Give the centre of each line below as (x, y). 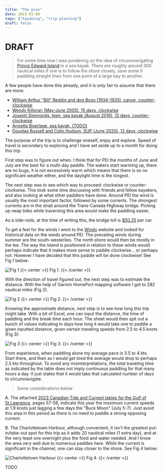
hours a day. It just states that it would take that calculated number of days (80, 374)
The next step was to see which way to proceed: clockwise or (67, 185)
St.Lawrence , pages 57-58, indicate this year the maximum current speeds (80, 403)
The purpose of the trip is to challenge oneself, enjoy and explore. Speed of (81, 140)
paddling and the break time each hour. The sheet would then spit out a (76, 319)
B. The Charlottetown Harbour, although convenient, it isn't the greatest (76, 428)
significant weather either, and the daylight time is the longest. (67, 176)
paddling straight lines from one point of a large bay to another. (80, 76)
